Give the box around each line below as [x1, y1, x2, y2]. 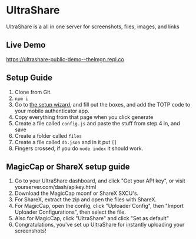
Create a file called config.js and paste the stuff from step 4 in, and [14, 119, 181, 127]
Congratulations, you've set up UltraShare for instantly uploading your [14, 221, 185, 228]
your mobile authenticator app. [14, 107, 89, 114]
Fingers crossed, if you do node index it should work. [14, 145, 144, 152]
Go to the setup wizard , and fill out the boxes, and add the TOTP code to [14, 101, 191, 108]
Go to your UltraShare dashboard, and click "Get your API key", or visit [14, 177, 185, 184]
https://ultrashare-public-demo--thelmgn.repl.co [6, 55, 125, 62]
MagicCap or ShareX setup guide [6, 161, 130, 171]
